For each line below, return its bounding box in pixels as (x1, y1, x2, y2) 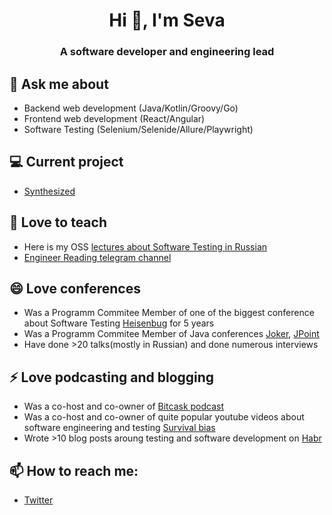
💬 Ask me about (9, 75, 109, 93)
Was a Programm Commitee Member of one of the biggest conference (23, 307, 315, 319)
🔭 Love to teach (9, 214, 107, 231)
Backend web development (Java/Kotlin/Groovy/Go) (23, 102, 239, 114)
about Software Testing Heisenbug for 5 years (23, 317, 215, 329)
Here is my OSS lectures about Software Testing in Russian (23, 240, 268, 253)
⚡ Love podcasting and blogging (9, 369, 215, 386)
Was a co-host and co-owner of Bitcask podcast (23, 400, 225, 413)
